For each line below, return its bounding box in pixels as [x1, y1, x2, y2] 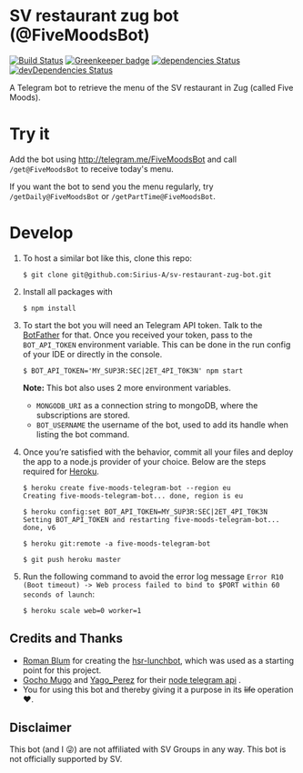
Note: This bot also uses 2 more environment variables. [22, 382, 232, 393]
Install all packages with [22, 286, 113, 296]
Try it [9, 124, 50, 145]
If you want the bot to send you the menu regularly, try [9, 181, 214, 192]
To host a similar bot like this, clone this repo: [22, 252, 193, 264]
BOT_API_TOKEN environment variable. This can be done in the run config [22, 338, 291, 350]
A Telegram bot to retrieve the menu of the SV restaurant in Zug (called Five [9, 82, 294, 93]
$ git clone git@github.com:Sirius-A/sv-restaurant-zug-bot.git [22, 270, 272, 279]
